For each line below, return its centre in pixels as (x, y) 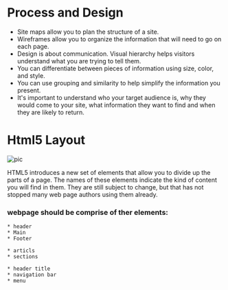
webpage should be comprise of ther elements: (88, 212)
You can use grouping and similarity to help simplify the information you (119, 83)
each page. (33, 46)
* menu (16, 281)
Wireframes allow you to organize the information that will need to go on (119, 39)
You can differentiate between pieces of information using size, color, (115, 68)
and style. (31, 75)
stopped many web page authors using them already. (82, 194)
